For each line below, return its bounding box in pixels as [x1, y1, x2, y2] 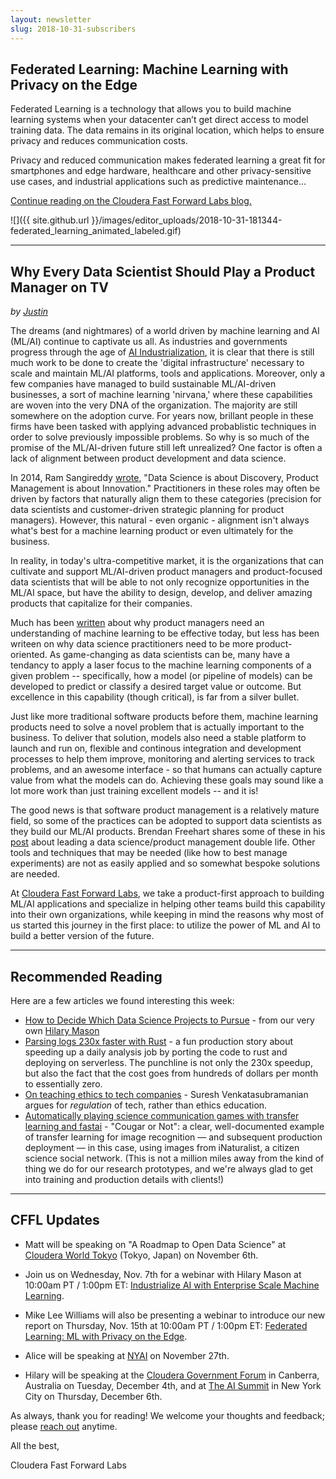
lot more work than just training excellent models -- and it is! [10, 785, 259, 797]
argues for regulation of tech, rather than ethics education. [24, 1099, 268, 1111]
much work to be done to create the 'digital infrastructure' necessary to [10, 357, 305, 369]
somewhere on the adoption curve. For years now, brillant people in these [10, 410, 314, 422]
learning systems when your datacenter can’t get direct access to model [10, 114, 309, 126]
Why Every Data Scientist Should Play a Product [10, 263, 316, 280]
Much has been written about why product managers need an [10, 617, 265, 629]
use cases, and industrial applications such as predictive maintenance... [10, 176, 307, 188]
